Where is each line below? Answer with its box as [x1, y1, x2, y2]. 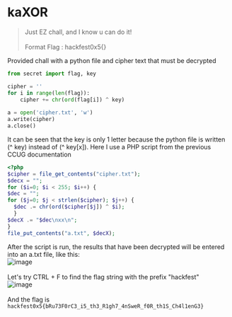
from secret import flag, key [7, 70, 97, 77]
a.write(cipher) [7, 116, 55, 123]
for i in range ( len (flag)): [7, 89, 91, 96]
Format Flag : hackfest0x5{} [24, 42, 107, 51]
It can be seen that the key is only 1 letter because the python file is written [7, 135, 226, 144]
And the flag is [7, 295, 50, 304]
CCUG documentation [7, 150, 72, 158]
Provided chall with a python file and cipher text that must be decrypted [7, 56, 216, 64]
